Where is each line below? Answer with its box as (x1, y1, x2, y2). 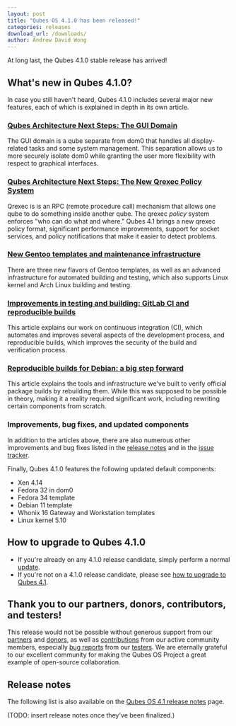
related (7, 144, 28, 153)
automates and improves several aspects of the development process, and (7, 330, 225, 340)
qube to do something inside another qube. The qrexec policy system (7, 209, 210, 218)
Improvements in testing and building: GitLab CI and (7, 298, 189, 308)
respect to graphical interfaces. (7, 159, 99, 168)
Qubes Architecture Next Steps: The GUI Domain (7, 120, 178, 130)
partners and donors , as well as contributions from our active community (7, 635, 220, 644)
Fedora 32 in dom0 (17, 485, 73, 494)
